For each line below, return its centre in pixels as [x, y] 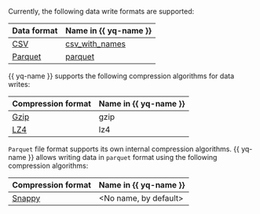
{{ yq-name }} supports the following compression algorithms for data [121, 76]
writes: [19, 84]
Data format [35, 31]
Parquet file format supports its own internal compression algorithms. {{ [124, 149]
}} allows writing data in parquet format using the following [123, 157]
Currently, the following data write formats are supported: [101, 11]
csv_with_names [95, 44]
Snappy [26, 198]
